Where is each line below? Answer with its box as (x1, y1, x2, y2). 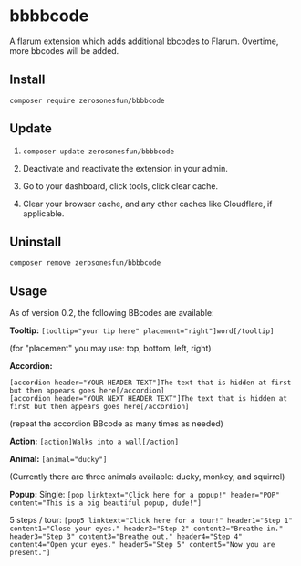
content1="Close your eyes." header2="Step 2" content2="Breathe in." (9, 524, 284, 534)
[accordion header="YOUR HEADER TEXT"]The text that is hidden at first (9, 378, 292, 388)
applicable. (22, 207, 65, 219)
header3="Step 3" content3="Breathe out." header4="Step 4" (9, 532, 244, 541)
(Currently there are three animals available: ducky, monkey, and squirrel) (9, 471, 285, 482)
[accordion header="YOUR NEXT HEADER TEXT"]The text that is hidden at (9, 394, 287, 404)
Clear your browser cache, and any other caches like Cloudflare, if (22, 198, 273, 209)
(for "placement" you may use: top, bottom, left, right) (9, 343, 212, 354)
